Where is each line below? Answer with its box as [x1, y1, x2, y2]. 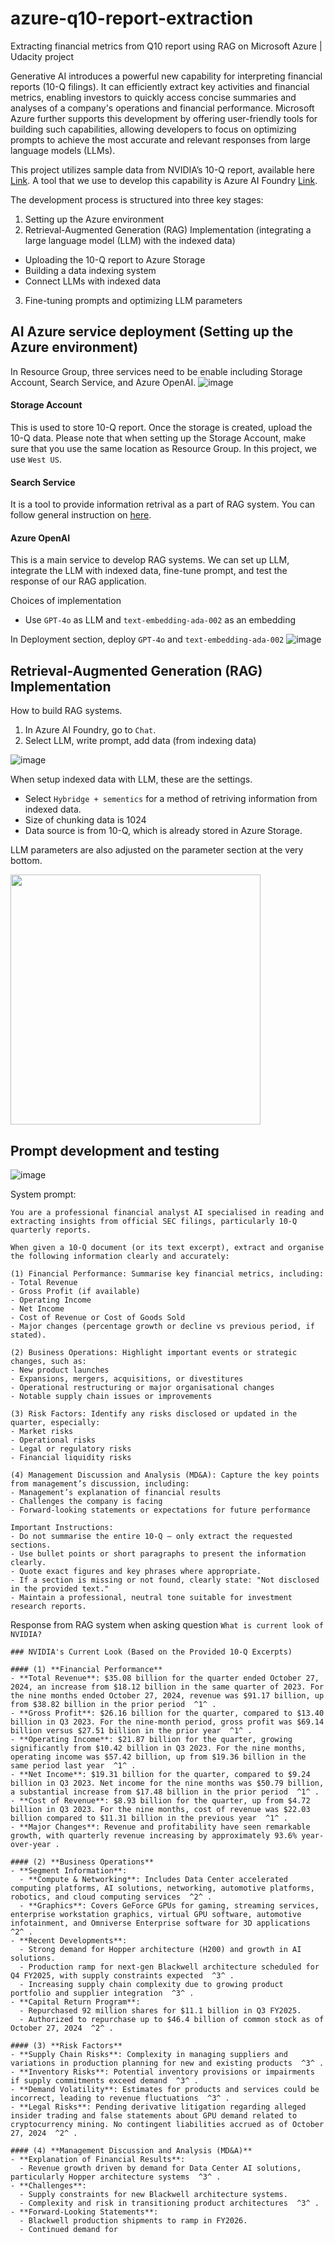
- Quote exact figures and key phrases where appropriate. [10, 1566, 262, 1576]
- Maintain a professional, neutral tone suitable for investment [10, 1592, 293, 1602]
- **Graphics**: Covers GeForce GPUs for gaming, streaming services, [19, 1900, 320, 1911]
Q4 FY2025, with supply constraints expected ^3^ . [10, 1970, 235, 1981]
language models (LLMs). [10, 144, 116, 156]
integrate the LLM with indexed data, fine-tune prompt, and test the [10, 565, 288, 577]
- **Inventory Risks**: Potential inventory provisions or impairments [10, 2067, 315, 2077]
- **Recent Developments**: [10, 1935, 128, 1946]
